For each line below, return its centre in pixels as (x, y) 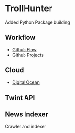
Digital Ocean (26, 82)
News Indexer (26, 115)
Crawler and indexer (26, 126)
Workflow (20, 38)
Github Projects (28, 55)
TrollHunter (29, 9)
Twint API (20, 97)
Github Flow (24, 49)
